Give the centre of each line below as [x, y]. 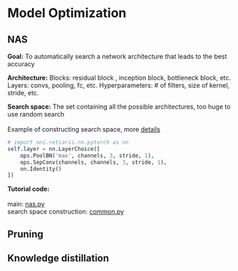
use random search [36, 114]
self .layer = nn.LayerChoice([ [54, 149]
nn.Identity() [41, 169]
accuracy [21, 64]
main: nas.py [26, 204]
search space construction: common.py [66, 212]
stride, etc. [23, 93]
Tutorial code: [29, 189]
